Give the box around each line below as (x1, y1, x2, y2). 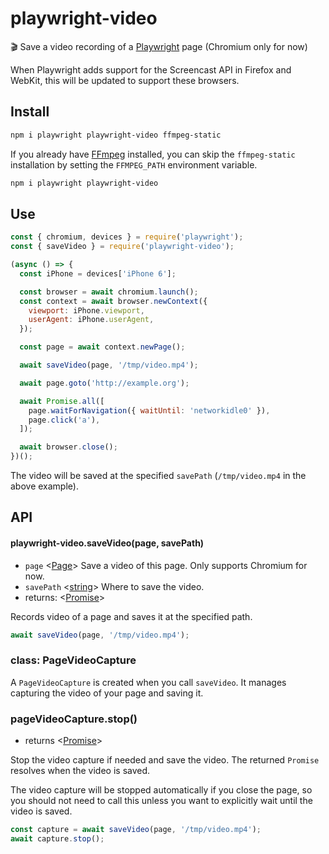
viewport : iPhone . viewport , (28, 305, 145, 316)
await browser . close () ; (19, 442, 118, 452)
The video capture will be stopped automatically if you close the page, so (10, 784, 313, 796)
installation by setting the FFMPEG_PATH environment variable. (10, 158, 258, 171)
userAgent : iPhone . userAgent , (28, 315, 155, 325)
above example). (10, 480, 79, 492)
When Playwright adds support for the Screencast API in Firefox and (10, 63, 292, 76)
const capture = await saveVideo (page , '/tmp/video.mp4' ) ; (10, 825, 262, 835)
